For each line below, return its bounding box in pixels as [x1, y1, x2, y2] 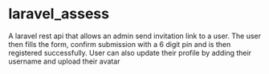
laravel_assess [8, 5, 110, 23]
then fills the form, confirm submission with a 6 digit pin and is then [8, 39, 231, 49]
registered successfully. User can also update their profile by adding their [8, 48, 251, 57]
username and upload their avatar [8, 56, 120, 66]
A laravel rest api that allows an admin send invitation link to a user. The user [8, 31, 261, 41]
